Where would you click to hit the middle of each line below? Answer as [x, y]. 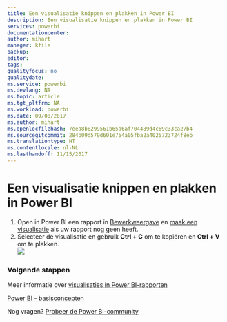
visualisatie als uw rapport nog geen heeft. [78, 229]
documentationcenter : [38, 33]
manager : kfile [29, 45]
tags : [15, 65]
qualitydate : [26, 77]
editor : [18, 58]
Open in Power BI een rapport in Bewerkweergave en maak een [107, 222]
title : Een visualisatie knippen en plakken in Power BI [91, 13]
